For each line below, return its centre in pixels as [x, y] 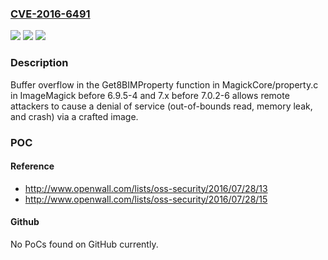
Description [39, 63]
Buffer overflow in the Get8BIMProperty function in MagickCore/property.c [164, 84]
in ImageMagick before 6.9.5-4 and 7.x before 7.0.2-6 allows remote [150, 95]
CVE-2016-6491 [50, 14]
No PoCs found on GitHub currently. [84, 244]
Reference [32, 166]
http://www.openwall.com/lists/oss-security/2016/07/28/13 [146, 188]
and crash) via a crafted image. [74, 116]
